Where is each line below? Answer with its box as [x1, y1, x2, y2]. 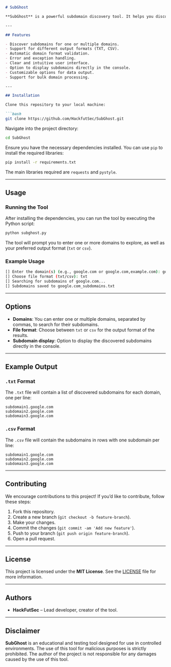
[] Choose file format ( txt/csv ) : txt [5, 274, 88, 280]
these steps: [5, 498, 32, 505]
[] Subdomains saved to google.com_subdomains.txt [5, 284, 115, 289]
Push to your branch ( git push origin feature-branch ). [12, 530, 130, 536]
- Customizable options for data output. [5, 70, 95, 75]
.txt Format [5, 378, 36, 385]
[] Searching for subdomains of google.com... [5, 279, 106, 284]
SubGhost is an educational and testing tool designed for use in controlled [5, 640, 161, 646]
